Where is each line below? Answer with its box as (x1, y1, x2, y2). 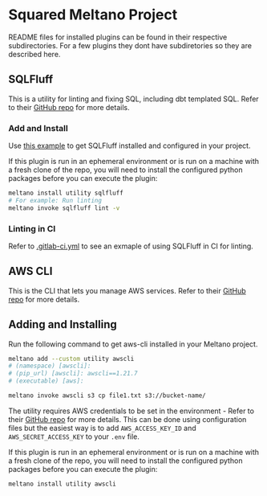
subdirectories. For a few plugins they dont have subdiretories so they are (8, 40, 253, 50)
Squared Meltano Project (8, 6, 178, 24)
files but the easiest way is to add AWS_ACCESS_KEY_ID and (8, 423, 196, 432)
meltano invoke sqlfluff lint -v (8, 203, 120, 212)
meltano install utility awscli (8, 480, 116, 488)
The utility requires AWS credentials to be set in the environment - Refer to (8, 406, 255, 416)
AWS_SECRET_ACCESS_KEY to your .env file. (8, 432, 140, 441)
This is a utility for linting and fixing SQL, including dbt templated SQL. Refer (8, 94, 259, 104)
